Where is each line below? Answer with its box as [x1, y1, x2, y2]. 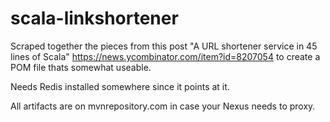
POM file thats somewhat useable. [10, 61, 152, 73]
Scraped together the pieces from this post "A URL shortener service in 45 [10, 40, 318, 52]
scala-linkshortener [10, 7, 179, 30]
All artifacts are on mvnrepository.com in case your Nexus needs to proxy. [10, 100, 316, 112]
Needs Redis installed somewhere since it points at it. [10, 80, 230, 92]
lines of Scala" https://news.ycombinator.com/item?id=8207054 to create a [10, 50, 321, 62]
